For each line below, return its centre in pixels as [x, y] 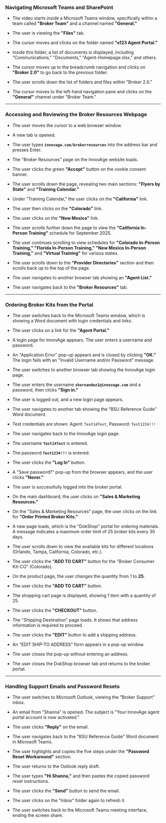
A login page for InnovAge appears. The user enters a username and [82, 340]
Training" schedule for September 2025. [70, 233]
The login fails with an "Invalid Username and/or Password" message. [83, 360]
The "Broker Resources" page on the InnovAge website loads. [75, 159]
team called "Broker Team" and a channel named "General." [75, 23]
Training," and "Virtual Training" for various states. [65, 253]
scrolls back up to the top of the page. [51, 268]
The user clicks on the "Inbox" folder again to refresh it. [69, 801]
